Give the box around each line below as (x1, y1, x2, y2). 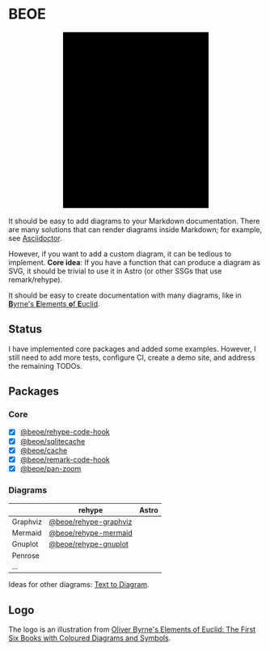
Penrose (11, 551, 40, 560)
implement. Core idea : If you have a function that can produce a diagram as (8, 257, 261, 267)
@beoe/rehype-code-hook (19, 427, 111, 437)
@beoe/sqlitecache (19, 436, 86, 446)
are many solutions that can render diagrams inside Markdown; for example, (8, 224, 263, 235)
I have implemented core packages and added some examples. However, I (8, 344, 256, 353)
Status (8, 323, 43, 336)
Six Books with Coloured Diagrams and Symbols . (8, 633, 171, 643)
